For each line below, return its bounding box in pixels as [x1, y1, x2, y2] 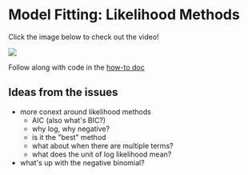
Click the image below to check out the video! [8, 32, 159, 42]
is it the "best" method [31, 132, 106, 141]
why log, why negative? [31, 124, 110, 133]
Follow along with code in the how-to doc [8, 62, 146, 72]
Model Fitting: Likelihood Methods [8, 6, 240, 24]
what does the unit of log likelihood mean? [31, 149, 172, 159]
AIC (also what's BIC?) [31, 115, 106, 125]
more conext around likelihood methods [19, 106, 152, 117]
